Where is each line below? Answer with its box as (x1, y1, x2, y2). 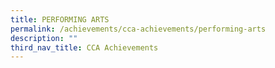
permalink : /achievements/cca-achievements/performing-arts (10, 24, 267, 34)
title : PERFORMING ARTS (10, 14, 110, 25)
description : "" (10, 33, 78, 43)
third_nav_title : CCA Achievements (10, 42, 159, 53)
